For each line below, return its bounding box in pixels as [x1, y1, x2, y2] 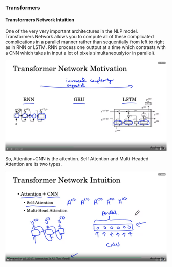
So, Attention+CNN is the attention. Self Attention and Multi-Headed [5, 155, 149, 162]
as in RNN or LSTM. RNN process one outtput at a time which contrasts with [5, 44, 166, 51]
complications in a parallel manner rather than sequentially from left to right [5, 39, 164, 45]
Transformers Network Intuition [5, 17, 74, 23]
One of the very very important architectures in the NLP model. [5, 28, 138, 34]
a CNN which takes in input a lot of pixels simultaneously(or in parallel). [5, 50, 156, 56]
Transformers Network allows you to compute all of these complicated [5, 34, 154, 40]
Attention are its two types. [5, 161, 62, 167]
